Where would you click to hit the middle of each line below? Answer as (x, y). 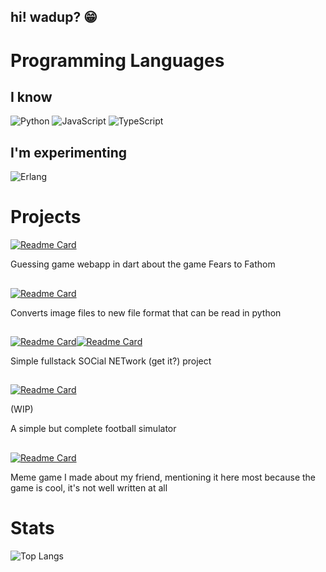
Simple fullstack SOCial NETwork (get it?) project (111, 361)
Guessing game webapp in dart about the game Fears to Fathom (143, 264)
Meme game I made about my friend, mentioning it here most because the (163, 477)
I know (31, 96)
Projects (46, 217)
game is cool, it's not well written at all (89, 487)
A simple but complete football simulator (93, 429)
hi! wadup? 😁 (54, 17)
